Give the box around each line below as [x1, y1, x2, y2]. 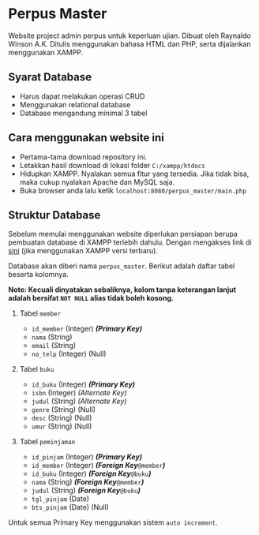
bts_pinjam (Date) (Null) [31, 503, 109, 512]
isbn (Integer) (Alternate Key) [31, 388, 128, 398]
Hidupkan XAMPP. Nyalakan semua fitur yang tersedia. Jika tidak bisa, [19, 169, 250, 178]
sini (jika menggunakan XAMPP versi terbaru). [8, 246, 158, 256]
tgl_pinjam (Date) [31, 494, 89, 503]
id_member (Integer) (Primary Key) [31, 324, 143, 334]
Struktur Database [8, 208, 101, 222]
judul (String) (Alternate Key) [31, 396, 128, 406]
